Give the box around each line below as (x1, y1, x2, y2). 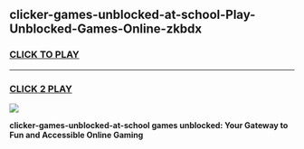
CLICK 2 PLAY (9, 82, 72, 95)
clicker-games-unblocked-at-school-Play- (9, 7, 256, 23)
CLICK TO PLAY (9, 49, 80, 61)
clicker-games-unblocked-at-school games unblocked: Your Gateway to (9, 119, 289, 130)
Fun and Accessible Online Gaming (9, 129, 144, 140)
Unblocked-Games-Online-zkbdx (9, 22, 203, 37)
